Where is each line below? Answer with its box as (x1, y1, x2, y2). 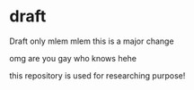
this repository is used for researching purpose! (9, 70, 186, 81)
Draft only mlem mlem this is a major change (9, 36, 174, 46)
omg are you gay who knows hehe (9, 53, 137, 63)
